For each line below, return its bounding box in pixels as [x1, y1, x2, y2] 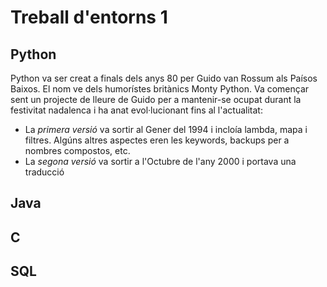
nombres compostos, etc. [24, 145, 131, 156]
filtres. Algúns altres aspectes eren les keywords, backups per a [24, 134, 290, 146]
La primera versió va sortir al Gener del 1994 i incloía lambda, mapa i [24, 124, 308, 135]
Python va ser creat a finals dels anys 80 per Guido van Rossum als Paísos [10, 72, 318, 84]
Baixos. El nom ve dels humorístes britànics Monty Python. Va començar [10, 83, 310, 95]
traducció [24, 166, 65, 178]
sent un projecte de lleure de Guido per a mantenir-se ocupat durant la [10, 94, 302, 105]
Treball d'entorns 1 [10, 6, 168, 29]
